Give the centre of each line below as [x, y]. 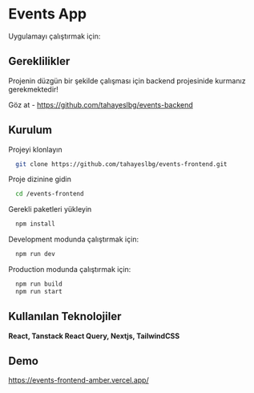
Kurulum [30, 130]
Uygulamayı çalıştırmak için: [54, 36]
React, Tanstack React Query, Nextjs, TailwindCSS [94, 336]
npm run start [39, 291]
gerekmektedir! [33, 89]
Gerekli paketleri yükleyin [50, 209]
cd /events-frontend [50, 194]
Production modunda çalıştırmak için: [70, 269]
